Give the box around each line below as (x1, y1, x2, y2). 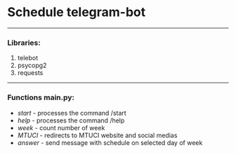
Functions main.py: (7, 92, 75, 102)
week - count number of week (17, 123, 105, 132)
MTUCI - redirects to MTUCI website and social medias (17, 131, 178, 139)
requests (17, 69, 44, 77)
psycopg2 (17, 61, 47, 70)
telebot (17, 54, 39, 62)
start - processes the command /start (17, 108, 126, 117)
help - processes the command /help (17, 116, 125, 125)
